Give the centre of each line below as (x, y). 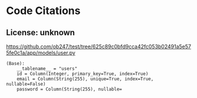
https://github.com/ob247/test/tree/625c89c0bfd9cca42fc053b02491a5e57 (98, 46)
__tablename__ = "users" (47, 69)
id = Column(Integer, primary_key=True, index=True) (83, 74)
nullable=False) (26, 84)
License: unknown (41, 33)
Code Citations (43, 11)
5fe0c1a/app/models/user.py (41, 53)
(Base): (16, 63)
